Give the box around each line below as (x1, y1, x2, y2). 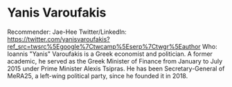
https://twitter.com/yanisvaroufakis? (7, 35, 111, 43)
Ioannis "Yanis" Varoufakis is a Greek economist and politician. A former (7, 50, 213, 58)
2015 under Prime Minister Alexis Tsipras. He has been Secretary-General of (7, 64, 225, 72)
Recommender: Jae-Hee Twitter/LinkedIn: (7, 28, 127, 36)
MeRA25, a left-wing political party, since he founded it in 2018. (7, 71, 188, 80)
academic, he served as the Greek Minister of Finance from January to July (7, 57, 223, 65)
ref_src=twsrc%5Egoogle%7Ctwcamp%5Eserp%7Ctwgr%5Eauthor (7, 42, 201, 50)
